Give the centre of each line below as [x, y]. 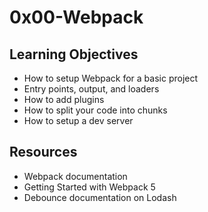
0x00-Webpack [76, 17]
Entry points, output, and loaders [91, 89]
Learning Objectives [74, 54]
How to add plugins [64, 99]
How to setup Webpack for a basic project [111, 78]
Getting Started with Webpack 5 [89, 187]
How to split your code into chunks [95, 110]
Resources [43, 152]
